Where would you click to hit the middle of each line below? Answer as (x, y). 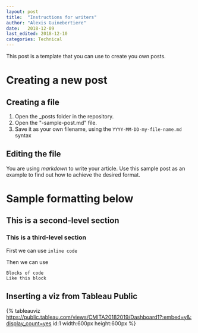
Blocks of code (25, 273)
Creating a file (33, 102)
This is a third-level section (46, 237)
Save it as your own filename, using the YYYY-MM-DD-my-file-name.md (98, 129)
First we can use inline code (42, 250)
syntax (23, 135)
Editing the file (34, 154)
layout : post (22, 12)
